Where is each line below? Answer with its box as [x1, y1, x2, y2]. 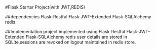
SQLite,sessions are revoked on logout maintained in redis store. [5, 39, 136, 45]
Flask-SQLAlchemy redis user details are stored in [25, 34, 127, 40]
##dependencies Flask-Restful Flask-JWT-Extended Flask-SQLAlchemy [5, 14, 152, 19]
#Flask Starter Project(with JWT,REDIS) [5, 4, 85, 10]
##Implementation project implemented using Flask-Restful [5, 29, 126, 34]
